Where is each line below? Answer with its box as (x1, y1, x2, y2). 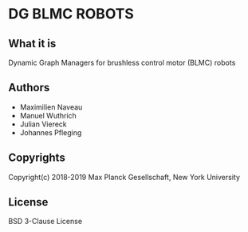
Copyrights (8, 151, 65, 165)
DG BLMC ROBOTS (8, 5, 134, 23)
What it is (8, 37, 57, 50)
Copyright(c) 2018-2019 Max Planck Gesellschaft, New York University (8, 172, 241, 182)
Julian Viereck (19, 119, 68, 129)
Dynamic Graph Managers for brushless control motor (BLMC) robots (8, 58, 236, 67)
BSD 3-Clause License (8, 217, 82, 226)
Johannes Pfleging (19, 127, 82, 137)
